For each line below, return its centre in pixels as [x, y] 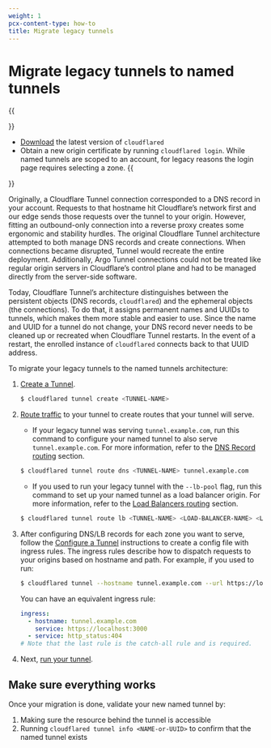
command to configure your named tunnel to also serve [125, 439]
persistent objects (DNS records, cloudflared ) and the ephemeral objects [131, 301]
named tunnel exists [53, 737]
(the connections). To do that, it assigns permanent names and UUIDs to [129, 310]
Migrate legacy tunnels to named [121, 71]
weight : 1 [25, 16]
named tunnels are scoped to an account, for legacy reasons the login [137, 160]
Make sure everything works [82, 684]
